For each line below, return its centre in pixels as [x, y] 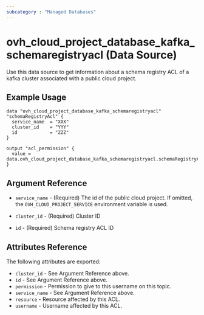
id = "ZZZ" [40, 133]
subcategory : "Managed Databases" [51, 12]
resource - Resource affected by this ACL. [67, 299]
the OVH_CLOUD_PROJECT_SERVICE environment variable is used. [91, 204]
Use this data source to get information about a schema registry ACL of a [98, 72]
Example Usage [36, 97]
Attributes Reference [47, 247]
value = [22, 154]
